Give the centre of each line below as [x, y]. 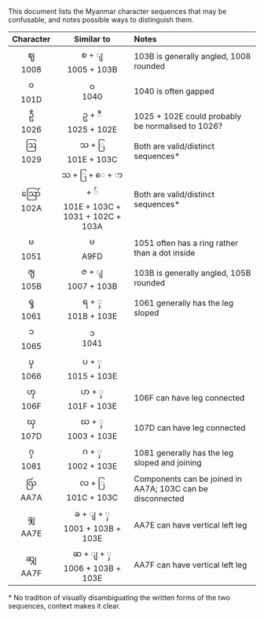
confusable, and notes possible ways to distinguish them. [101, 20]
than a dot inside [164, 252]
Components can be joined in [187, 479]
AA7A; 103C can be [170, 489]
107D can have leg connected [189, 428]
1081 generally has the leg [183, 453]
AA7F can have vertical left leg [190, 565]
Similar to [92, 39]
